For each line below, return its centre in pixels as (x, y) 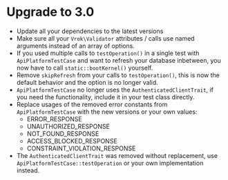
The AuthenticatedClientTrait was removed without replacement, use (117, 155)
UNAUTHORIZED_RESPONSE (68, 126)
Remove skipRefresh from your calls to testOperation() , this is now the (118, 75)
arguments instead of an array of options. (76, 46)
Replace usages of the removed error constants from (92, 104)
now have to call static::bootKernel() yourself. (85, 68)
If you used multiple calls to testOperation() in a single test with (108, 53)
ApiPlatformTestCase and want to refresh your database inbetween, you (119, 60)
